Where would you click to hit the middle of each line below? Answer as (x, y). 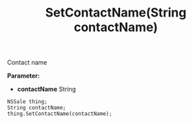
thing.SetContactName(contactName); (60, 114)
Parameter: (23, 76)
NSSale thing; (28, 102)
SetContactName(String (116, 13)
